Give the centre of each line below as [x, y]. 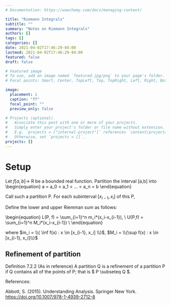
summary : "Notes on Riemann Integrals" [48, 29]
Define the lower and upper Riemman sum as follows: [61, 208]
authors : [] [18, 34]
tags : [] [15, 38]
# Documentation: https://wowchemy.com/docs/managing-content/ [74, 10]
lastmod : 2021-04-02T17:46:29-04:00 [44, 52]
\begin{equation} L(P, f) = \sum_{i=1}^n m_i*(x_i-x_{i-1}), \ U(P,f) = [75, 217]
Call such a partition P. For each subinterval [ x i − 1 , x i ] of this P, [70, 197]
